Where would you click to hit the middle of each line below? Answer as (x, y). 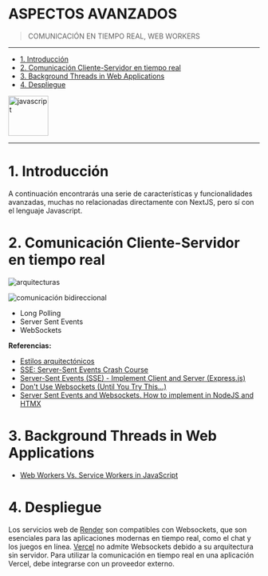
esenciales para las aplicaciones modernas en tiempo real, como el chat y (130, 538)
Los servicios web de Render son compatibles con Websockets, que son (128, 530)
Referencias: (30, 346)
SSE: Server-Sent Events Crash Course (84, 370)
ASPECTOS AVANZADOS (93, 14)
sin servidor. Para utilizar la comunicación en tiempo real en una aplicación (131, 555)
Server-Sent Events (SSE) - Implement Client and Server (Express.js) (132, 378)
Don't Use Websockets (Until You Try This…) (93, 386)
